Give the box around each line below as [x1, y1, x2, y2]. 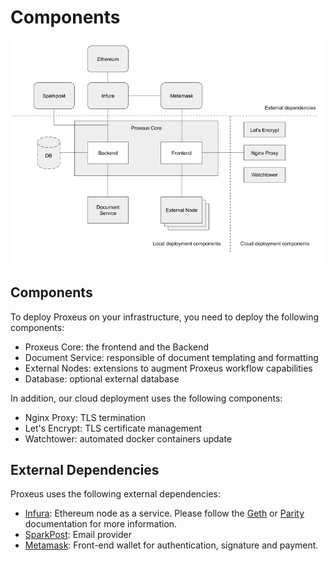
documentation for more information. [24, 518, 178, 530]
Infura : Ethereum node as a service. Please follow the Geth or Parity [24, 507, 305, 520]
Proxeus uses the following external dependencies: [10, 488, 222, 500]
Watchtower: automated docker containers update [24, 432, 233, 445]
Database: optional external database [24, 372, 180, 385]
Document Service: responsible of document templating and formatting [24, 351, 319, 363]
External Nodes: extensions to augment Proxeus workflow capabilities [24, 362, 313, 374]
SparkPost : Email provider [24, 529, 132, 541]
